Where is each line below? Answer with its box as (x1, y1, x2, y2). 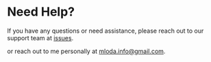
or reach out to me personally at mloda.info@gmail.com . (7, 47, 166, 55)
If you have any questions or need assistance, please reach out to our (7, 27, 204, 35)
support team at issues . (7, 33, 74, 42)
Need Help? (7, 4, 75, 20)
